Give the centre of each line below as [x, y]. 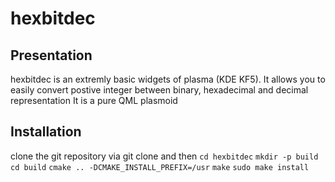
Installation [46, 132]
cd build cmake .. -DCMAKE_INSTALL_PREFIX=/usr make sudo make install [160, 167]
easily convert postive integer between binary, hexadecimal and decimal [159, 90]
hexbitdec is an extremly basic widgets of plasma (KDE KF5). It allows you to [168, 79]
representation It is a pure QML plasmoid [94, 100]
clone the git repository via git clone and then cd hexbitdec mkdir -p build [164, 156]
